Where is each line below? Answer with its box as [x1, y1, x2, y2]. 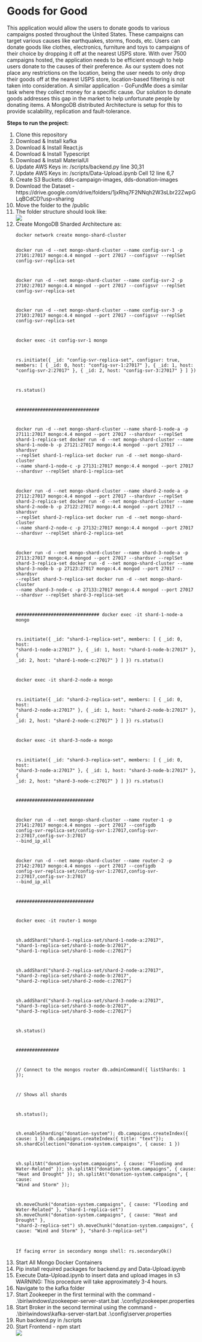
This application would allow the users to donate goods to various [7, 24, 170, 31]
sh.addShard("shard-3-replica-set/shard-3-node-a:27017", [15, 997, 164, 1003]
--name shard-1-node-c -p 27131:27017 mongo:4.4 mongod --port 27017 [15, 463, 194, 469]
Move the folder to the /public [15, 201, 90, 209]
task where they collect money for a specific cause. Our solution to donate [7, 88, 192, 95]
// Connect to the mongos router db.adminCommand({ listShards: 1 [15, 1067, 186, 1073]
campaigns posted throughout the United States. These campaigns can [7, 30, 184, 37]
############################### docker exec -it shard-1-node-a [15, 612, 183, 618]
